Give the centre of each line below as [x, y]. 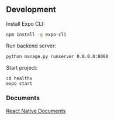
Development [31, 10]
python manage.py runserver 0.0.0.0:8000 [57, 56]
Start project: [22, 67]
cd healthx [19, 78]
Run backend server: [31, 46]
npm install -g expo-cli [36, 35]
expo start [19, 83]
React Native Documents [36, 111]
